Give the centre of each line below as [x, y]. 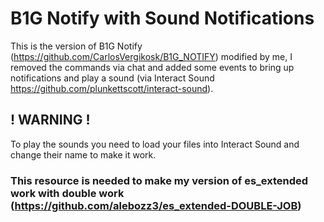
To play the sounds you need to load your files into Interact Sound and [155, 144]
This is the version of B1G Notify [76, 46]
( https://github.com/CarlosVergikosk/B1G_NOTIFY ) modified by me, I [151, 56]
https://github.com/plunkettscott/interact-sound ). [112, 88]
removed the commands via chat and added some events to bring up [152, 67]
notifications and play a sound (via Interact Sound [112, 78]
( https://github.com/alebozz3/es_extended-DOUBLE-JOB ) [156, 205]
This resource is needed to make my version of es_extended [159, 180]
